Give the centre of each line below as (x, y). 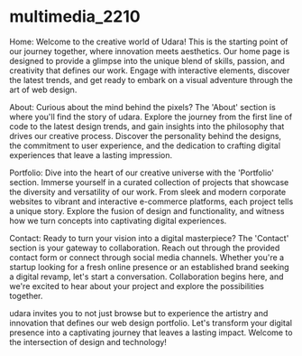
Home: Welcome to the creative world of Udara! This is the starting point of (149, 42)
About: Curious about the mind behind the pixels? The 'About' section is (143, 107)
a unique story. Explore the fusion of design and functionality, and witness (147, 211)
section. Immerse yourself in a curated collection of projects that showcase (149, 182)
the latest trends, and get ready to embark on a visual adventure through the (151, 80)
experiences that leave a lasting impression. (91, 155)
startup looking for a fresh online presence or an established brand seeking (150, 267)
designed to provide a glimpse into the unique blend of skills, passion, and (147, 61)
